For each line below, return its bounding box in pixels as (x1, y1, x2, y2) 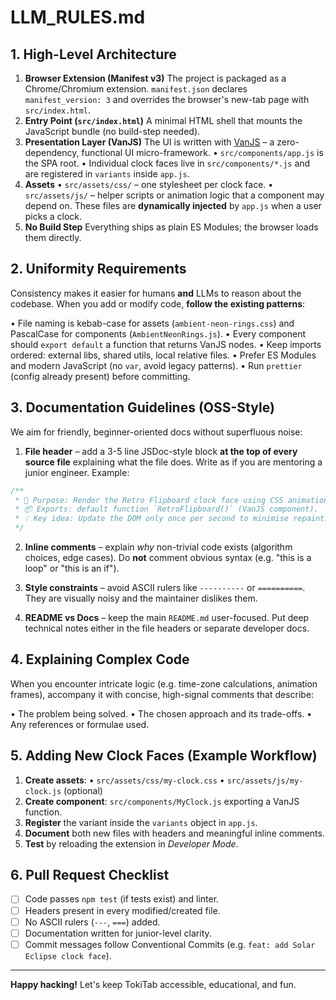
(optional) (63, 784, 103, 796)
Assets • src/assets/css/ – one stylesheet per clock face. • (24, 179, 274, 190)
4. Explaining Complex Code (10, 651, 190, 668)
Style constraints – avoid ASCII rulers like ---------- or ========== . (24, 582, 306, 593)
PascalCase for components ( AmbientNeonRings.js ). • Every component (10, 327, 307, 340)
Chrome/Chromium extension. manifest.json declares (24, 83, 248, 95)
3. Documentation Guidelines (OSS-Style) (10, 399, 275, 416)
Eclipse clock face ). (24, 949, 112, 961)
